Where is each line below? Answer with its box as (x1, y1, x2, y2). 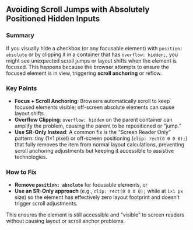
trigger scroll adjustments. (14, 200, 78, 207)
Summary (6, 32, 35, 40)
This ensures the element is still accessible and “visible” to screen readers (6, 211, 185, 218)
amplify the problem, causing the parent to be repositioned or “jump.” (14, 122, 182, 129)
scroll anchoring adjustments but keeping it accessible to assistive (14, 147, 174, 154)
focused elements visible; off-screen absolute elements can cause (14, 104, 175, 111)
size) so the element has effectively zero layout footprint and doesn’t (14, 194, 180, 201)
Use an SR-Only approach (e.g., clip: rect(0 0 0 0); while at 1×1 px (14, 187, 184, 195)
